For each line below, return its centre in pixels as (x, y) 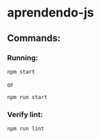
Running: (23, 58)
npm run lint (26, 129)
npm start (21, 72)
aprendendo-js (50, 13)
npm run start (27, 97)
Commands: (34, 38)
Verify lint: (25, 114)
